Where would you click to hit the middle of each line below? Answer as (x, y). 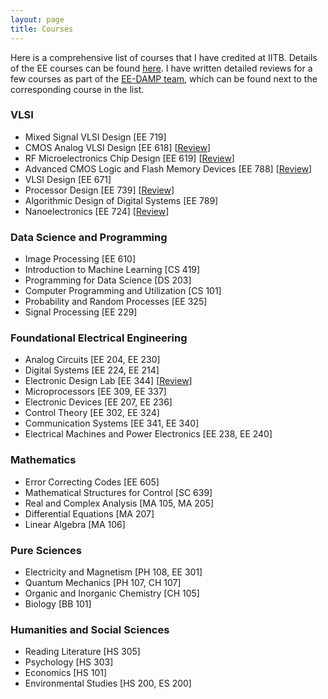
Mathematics (43, 460)
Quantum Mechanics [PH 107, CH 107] (103, 582)
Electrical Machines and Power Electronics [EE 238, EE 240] (148, 434)
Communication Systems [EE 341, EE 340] (112, 423)
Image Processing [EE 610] (80, 259)
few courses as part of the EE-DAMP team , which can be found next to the (164, 78)
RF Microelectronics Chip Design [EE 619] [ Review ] (129, 158)
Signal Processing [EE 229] (81, 312)
